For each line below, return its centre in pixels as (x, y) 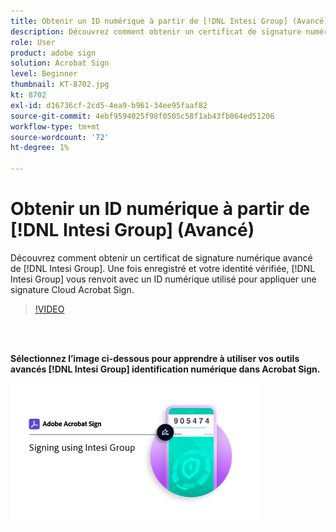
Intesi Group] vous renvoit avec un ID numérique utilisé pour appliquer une (163, 279)
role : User (33, 42)
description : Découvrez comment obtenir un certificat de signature (156, 31)
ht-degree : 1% (40, 148)
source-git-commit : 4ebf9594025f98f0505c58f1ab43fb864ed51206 (142, 116)
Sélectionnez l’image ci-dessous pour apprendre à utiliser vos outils (155, 358)
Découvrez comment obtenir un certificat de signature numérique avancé (161, 257)
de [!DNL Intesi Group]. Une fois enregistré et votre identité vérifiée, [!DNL (163, 268)
